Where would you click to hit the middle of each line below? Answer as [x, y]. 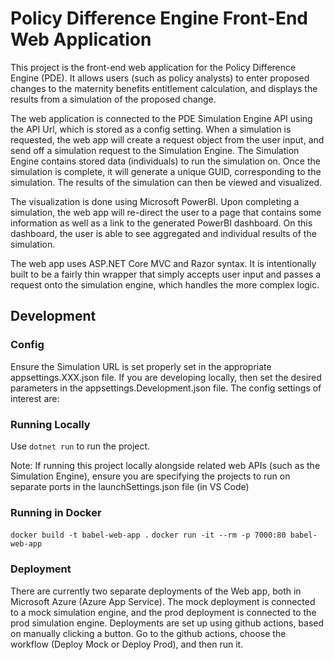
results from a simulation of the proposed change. [113, 99]
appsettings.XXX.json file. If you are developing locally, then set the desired [166, 377]
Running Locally [50, 424]
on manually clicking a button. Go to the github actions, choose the [148, 633]
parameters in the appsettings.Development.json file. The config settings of [166, 388]
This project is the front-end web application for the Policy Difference [153, 67]
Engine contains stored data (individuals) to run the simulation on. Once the [165, 161]
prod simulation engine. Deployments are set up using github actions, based [167, 623]
